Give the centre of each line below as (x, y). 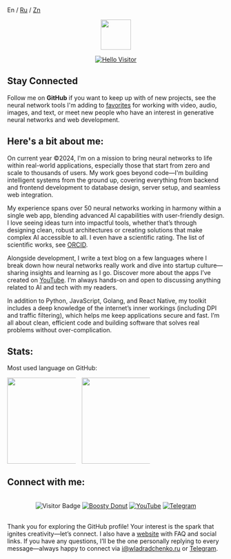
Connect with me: (46, 482)
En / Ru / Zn (24, 10)
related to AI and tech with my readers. (62, 287)
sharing (18, 272)
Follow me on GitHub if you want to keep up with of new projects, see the (112, 98)
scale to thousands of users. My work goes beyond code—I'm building (108, 172)
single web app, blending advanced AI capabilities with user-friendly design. (116, 215)
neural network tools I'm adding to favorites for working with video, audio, (112, 105)
